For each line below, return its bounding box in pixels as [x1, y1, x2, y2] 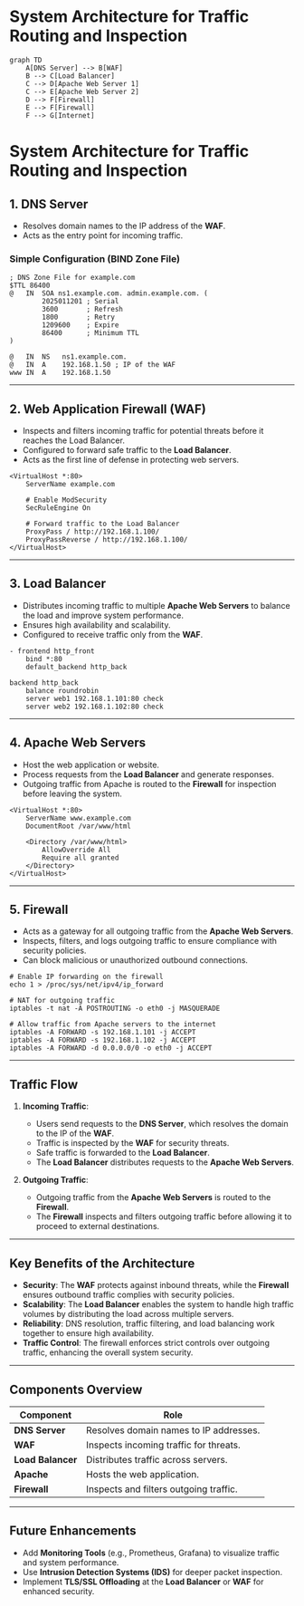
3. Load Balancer [9, 576, 107, 591]
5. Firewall [9, 902, 69, 918]
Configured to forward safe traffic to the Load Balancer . [22, 445, 233, 456]
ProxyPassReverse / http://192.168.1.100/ [25, 535, 188, 544]
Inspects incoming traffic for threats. [85, 1438, 242, 1451]
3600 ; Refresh [42, 305, 124, 314]
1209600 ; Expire [42, 321, 119, 330]
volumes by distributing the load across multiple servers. [22, 1309, 234, 1320]
